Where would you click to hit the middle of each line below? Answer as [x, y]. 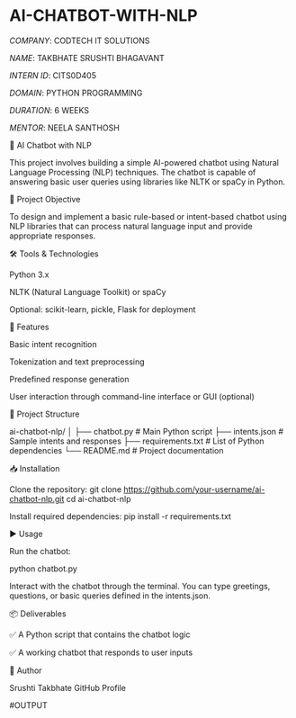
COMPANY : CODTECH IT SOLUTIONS [80, 40]
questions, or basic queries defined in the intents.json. [110, 596]
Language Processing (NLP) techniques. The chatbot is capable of [133, 172]
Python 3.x [29, 274]
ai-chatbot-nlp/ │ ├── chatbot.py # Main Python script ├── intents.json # [147, 431]
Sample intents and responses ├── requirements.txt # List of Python [137, 441]
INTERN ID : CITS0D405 [53, 75]
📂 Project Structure [45, 414]
